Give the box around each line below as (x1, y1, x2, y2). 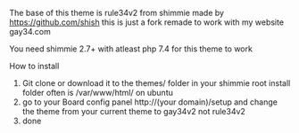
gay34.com (9, 27, 52, 36)
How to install (9, 61, 60, 71)
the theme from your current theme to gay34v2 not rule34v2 (21, 106, 245, 116)
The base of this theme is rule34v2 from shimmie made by (9, 8, 225, 18)
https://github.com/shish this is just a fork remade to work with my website (9, 17, 284, 27)
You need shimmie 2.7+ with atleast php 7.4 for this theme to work (9, 43, 253, 54)
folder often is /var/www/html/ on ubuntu (21, 88, 174, 98)
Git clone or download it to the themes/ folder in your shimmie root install (21, 78, 291, 88)
